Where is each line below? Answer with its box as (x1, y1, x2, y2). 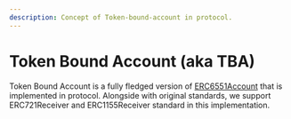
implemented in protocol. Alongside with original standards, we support (9, 90, 271, 100)
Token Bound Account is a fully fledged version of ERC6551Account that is (9, 81, 283, 91)
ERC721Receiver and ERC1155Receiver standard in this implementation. (9, 99, 271, 110)
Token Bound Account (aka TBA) (9, 51, 255, 71)
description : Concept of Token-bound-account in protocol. (9, 12, 233, 22)
